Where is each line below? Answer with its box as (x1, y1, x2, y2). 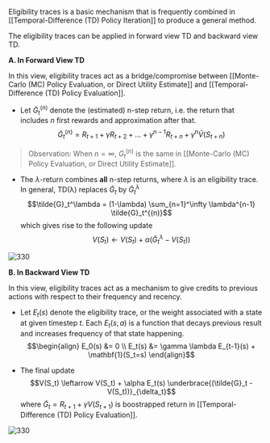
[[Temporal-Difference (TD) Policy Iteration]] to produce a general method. (8, 15, 256, 25)
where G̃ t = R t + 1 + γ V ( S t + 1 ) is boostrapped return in (19, 399, 196, 411)
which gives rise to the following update (19, 220, 153, 230)
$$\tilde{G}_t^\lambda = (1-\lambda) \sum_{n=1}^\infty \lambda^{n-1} (27, 199, 256, 209)
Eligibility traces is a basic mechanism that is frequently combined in (8, 7, 236, 16)
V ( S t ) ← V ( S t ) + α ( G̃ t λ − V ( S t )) (92, 233, 191, 246)
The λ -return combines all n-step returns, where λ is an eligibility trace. (19, 175, 259, 184)
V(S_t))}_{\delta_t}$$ (106, 386, 176, 396)
